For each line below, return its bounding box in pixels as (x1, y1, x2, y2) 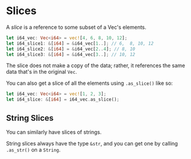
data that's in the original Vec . (6, 68, 78, 75)
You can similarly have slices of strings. (6, 128, 102, 135)
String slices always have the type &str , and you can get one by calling (6, 140, 178, 147)
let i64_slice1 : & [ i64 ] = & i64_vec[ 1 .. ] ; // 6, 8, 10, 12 (6, 40, 154, 47)
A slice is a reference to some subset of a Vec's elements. (6, 24, 147, 31)
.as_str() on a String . (6, 146, 61, 153)
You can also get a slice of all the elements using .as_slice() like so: (6, 79, 173, 87)
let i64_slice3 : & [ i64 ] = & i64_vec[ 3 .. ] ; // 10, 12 (6, 51, 135, 57)
